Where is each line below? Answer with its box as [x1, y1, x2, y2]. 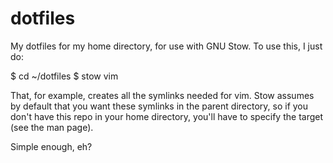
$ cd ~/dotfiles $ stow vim [10, 70, 119, 82]
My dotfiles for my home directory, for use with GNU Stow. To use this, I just [10, 40, 323, 52]
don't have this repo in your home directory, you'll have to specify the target [10, 110, 324, 122]
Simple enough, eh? [10, 140, 93, 152]
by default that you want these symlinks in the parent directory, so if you [10, 100, 309, 112]
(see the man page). [10, 121, 94, 133]
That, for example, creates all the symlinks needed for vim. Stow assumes [10, 89, 315, 101]
